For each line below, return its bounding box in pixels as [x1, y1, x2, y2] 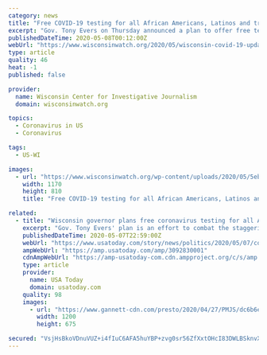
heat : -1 [8, 64, 37, 72]
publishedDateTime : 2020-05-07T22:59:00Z [22, 232, 161, 240]
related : [8, 209, 37, 217]
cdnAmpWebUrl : [22, 254, 69, 262]
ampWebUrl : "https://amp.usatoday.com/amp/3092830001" [22, 246, 208, 255]
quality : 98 [22, 291, 62, 298]
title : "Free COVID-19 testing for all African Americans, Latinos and [8, 19, 250, 27]
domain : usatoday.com [29, 283, 102, 291]
